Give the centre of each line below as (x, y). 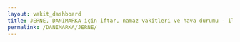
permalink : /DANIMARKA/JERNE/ (52, 27)
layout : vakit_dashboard (44, 14)
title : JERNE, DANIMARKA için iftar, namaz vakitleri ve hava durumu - (116, 21)
